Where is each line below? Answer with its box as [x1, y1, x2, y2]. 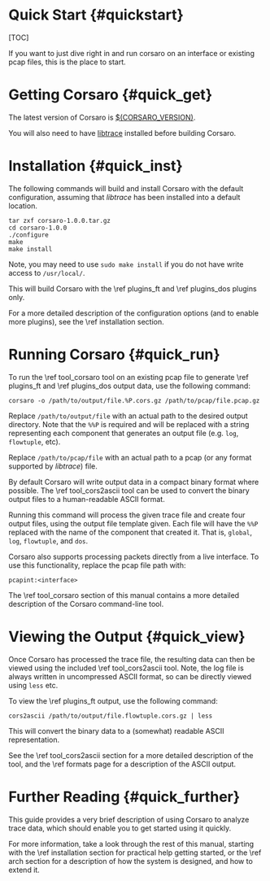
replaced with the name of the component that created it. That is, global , [8, 527, 253, 537]
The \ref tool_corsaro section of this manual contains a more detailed [8, 590, 240, 600]
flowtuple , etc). [8, 437, 61, 447]
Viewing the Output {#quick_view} [8, 627, 246, 646]
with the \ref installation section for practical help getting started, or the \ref [8, 848, 262, 857]
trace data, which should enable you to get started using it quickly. [8, 823, 232, 833]
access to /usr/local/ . [8, 268, 85, 277]
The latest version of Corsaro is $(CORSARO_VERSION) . [8, 112, 196, 122]
